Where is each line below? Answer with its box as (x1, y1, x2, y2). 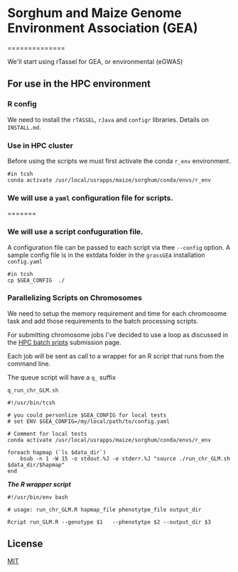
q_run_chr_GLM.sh (7, 387, 59, 394)
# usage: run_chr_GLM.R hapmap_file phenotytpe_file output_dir (7, 506, 202, 513)
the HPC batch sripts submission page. (7, 338, 122, 346)
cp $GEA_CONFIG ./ (7, 277, 65, 284)
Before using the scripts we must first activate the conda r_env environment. (7, 156, 231, 165)
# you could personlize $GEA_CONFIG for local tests (7, 412, 167, 419)
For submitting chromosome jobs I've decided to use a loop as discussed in (7, 330, 229, 339)
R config (7, 99, 37, 109)
